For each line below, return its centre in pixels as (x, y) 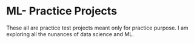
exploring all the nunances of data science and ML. (70, 34)
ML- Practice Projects (62, 11)
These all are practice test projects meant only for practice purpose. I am (98, 28)
